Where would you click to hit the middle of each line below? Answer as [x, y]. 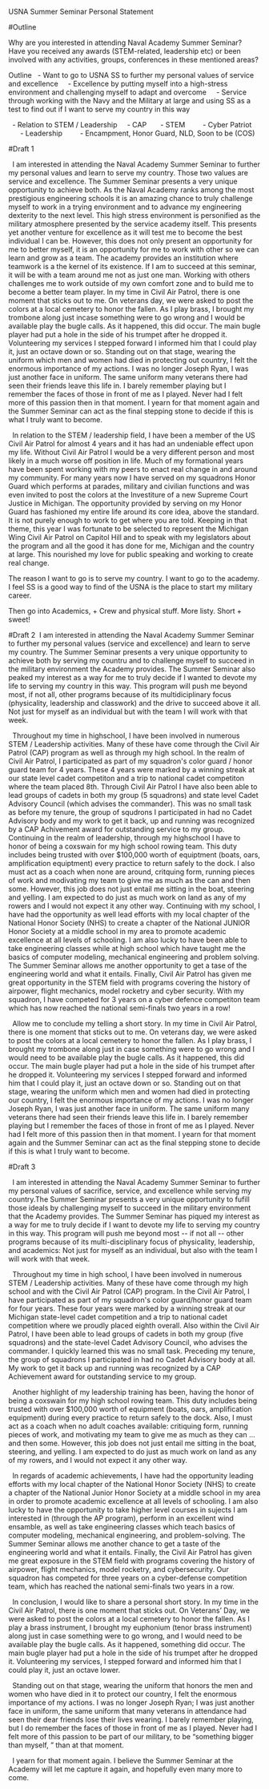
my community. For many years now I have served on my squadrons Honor [132, 477]
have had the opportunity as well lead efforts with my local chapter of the [129, 914]
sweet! [19, 619]
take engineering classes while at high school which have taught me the [127, 948]
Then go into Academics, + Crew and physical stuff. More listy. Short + [125, 611]
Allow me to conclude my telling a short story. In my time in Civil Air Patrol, [134, 1023]
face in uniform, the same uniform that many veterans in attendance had [127, 1711]
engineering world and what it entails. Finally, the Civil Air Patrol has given [130, 1552]
